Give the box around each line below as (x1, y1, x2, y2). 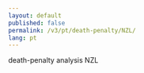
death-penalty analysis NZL (8, 56, 99, 65)
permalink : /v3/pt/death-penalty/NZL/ (8, 26, 136, 34)
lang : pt (8, 33, 37, 42)
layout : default (8, 11, 62, 20)
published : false (8, 19, 66, 27)
